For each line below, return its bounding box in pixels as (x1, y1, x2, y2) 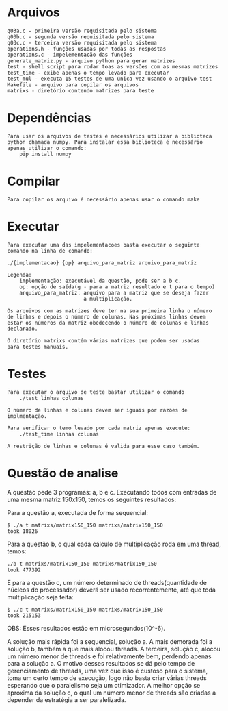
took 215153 (7, 612, 41, 619)
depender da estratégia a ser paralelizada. (7, 695, 126, 703)
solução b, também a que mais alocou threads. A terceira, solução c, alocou (7, 645, 220, 653)
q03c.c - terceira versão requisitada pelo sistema (7, 39, 157, 46)
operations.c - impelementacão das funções (7, 51, 133, 58)
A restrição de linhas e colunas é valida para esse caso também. (7, 442, 200, 449)
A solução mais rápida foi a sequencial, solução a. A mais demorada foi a (7, 637, 213, 645)
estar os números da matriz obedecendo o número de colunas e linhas (7, 319, 210, 326)
